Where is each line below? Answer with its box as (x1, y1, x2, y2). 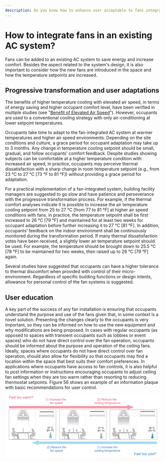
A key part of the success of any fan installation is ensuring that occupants (5, 306, 157, 312)
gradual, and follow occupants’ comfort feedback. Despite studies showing (5, 150, 157, 157)
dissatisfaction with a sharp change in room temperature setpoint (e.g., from (5, 166, 160, 172)
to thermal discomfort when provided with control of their (5, 269, 121, 274)
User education (5, 293, 54, 301)
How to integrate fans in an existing (5, 29, 153, 41)
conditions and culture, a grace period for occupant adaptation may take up (5, 140, 159, 146)
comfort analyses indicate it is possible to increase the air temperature (5, 202, 148, 208)
